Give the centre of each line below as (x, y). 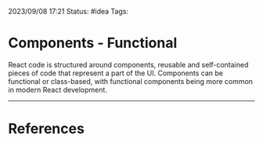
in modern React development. (58, 89)
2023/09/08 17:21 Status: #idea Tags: (68, 11)
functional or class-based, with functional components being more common (130, 81)
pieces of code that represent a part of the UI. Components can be (116, 73)
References (46, 129)
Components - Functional (93, 43)
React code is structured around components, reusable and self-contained (128, 64)
